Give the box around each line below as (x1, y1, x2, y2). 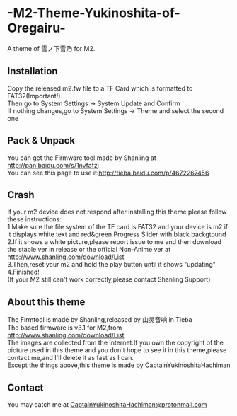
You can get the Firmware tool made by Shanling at (7, 154, 157, 162)
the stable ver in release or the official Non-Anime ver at (7, 245, 171, 254)
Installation (7, 65, 58, 77)
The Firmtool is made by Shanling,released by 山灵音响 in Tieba (7, 316, 192, 324)
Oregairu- (7, 20, 66, 36)
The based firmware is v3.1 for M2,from (7, 323, 122, 332)
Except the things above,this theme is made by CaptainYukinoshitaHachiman (7, 361, 231, 369)
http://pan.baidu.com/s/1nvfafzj (7, 161, 99, 169)
